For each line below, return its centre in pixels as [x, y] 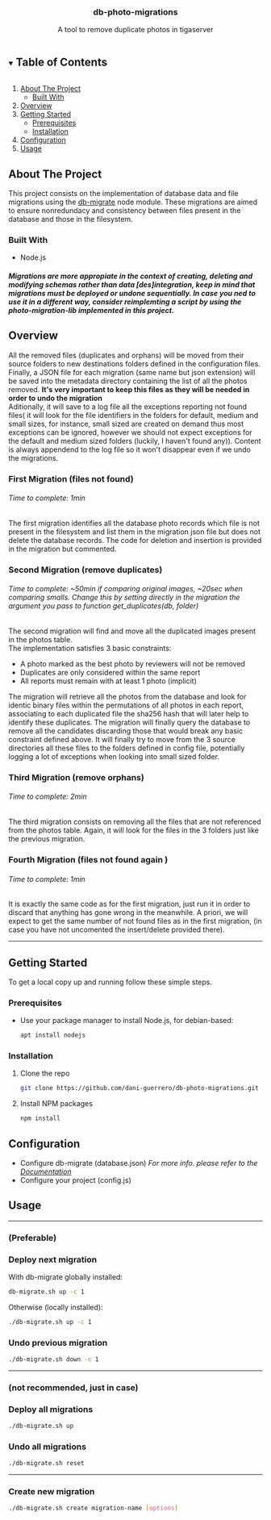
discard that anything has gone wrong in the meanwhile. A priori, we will [128, 912]
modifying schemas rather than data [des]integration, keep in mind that [132, 284]
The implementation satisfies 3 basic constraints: [90, 648]
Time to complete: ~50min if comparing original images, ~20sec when [126, 589]
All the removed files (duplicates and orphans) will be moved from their [126, 355]
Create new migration [52, 1492]
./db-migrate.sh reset [46, 1464]
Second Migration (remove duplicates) [85, 570]
